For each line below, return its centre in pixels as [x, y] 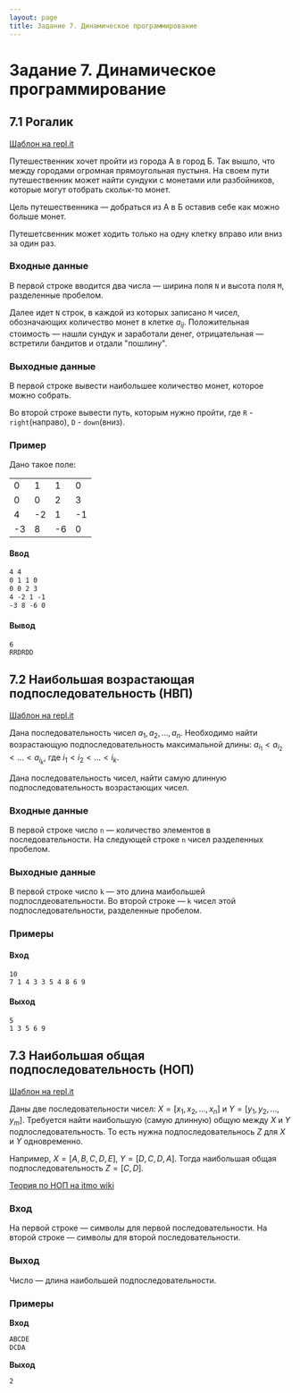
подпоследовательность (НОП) [102, 1070]
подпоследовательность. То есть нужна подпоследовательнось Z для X [147, 1132]
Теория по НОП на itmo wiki [62, 1186]
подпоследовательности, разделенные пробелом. [106, 911]
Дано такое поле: [42, 465]
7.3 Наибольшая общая [77, 1056]
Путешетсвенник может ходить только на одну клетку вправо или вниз [146, 233]
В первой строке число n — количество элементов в [110, 830]
